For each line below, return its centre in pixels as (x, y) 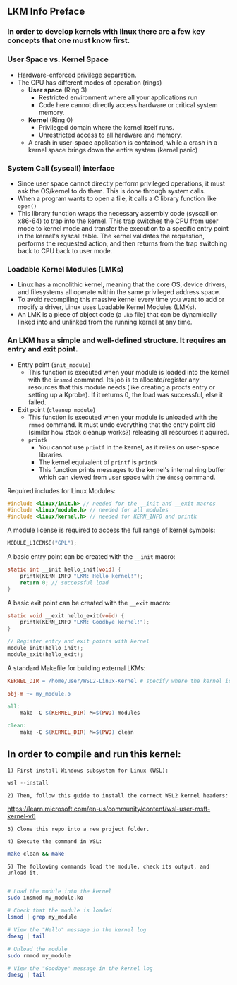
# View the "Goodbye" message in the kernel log (80, 968)
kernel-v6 (22, 816)
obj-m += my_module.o (39, 694)
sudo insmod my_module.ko (45, 898)
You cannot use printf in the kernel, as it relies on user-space (129, 447)
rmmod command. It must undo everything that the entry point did (122, 424)
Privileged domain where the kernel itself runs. (106, 127)
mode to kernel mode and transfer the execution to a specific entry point (123, 228)
